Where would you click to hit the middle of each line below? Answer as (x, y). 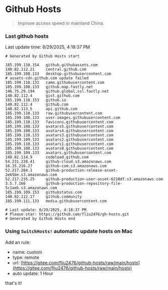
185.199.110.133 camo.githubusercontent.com (55, 83)
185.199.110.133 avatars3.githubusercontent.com (59, 135)
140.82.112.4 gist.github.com (43, 96)
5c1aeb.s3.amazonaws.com (31, 188)
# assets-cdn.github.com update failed (47, 78)
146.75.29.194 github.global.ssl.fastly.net (57, 91)
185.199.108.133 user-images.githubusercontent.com (63, 118)
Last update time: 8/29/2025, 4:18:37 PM (48, 47)
